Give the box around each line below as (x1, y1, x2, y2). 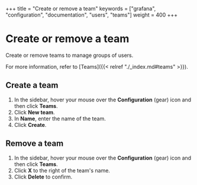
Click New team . (14, 109, 55, 116)
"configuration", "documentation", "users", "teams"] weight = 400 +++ (5, 11, 178, 18)
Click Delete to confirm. (14, 173, 73, 180)
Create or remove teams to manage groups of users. (5, 52, 134, 59)
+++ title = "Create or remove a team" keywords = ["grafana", (5, 5, 156, 12)
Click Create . (14, 121, 47, 128)
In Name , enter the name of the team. (14, 115, 106, 122)
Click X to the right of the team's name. (14, 167, 111, 174)
